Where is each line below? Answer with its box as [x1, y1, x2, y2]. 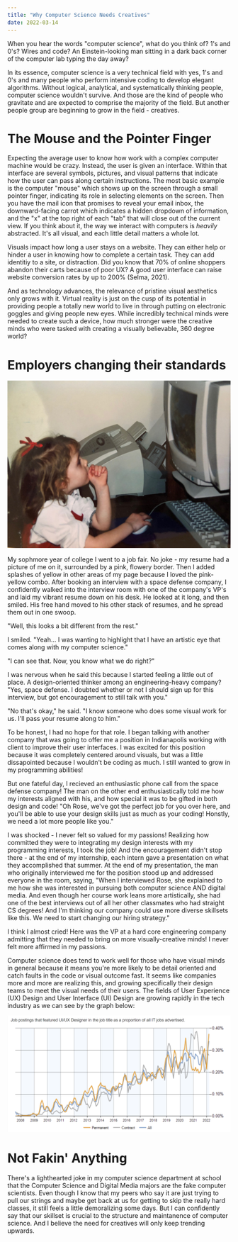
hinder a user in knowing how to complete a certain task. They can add [7, 250, 215, 259]
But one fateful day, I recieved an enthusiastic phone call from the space [7, 780, 219, 788]
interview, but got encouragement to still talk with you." [7, 693, 169, 702]
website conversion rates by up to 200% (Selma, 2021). [7, 273, 170, 281]
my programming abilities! [7, 766, 84, 774]
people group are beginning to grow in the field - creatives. [7, 106, 180, 114]
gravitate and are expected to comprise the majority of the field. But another [7, 98, 230, 106]
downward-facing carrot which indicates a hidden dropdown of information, [7, 206, 229, 216]
